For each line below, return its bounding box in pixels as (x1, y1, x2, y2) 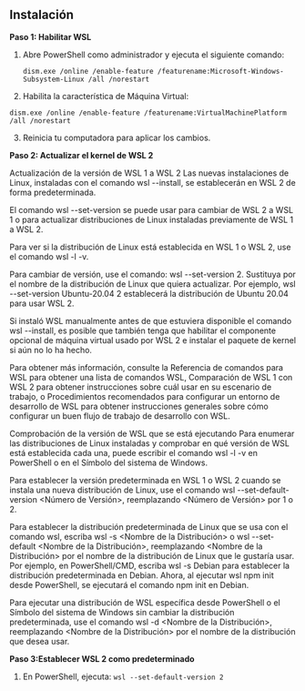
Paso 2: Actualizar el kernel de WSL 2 (9, 149, 154, 160)
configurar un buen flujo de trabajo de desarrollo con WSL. (9, 410, 230, 422)
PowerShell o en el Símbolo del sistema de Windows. (9, 457, 208, 468)
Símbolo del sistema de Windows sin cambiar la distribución (9, 606, 235, 617)
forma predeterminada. (9, 187, 97, 198)
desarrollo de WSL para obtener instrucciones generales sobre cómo (9, 401, 269, 412)
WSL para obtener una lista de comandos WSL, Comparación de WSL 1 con (9, 371, 293, 382)
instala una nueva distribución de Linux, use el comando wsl (9, 484, 236, 495)
